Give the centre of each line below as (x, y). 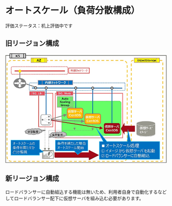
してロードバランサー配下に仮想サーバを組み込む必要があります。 (75, 198)
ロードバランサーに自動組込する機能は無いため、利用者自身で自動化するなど (86, 192)
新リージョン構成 (32, 179)
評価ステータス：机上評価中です (39, 26)
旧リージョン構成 (32, 43)
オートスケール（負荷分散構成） (73, 11)
